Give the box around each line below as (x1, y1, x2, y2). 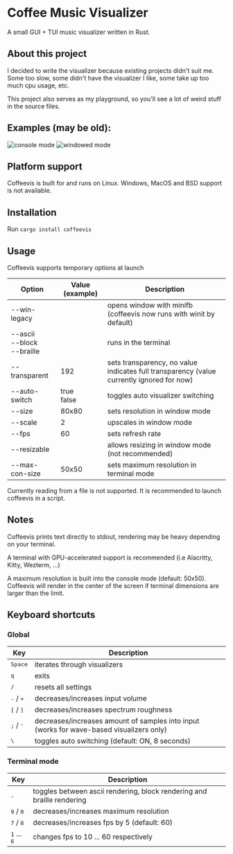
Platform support (7, 160, 83, 172)
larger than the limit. (7, 589, 64, 597)
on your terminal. (7, 539, 56, 548)
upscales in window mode (107, 418, 193, 427)
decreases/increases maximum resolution (33, 806, 169, 816)
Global (7, 630, 30, 639)
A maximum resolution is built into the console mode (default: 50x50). (7, 574, 207, 583)
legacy (10, 314, 33, 323)
